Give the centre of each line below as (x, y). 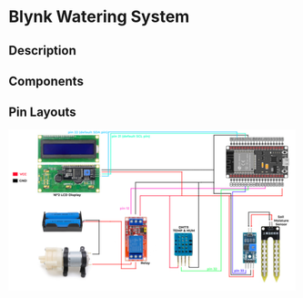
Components (46, 81)
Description (42, 51)
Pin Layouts (42, 113)
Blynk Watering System (99, 17)
